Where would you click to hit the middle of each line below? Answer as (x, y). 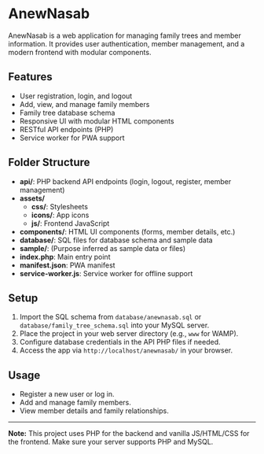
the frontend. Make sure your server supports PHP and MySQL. (111, 442)
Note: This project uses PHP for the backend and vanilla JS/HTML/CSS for (129, 434)
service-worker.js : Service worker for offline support (106, 273)
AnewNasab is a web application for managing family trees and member (125, 35)
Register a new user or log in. (67, 394)
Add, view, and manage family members (84, 104)
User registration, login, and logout (76, 96)
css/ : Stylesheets (60, 206)
